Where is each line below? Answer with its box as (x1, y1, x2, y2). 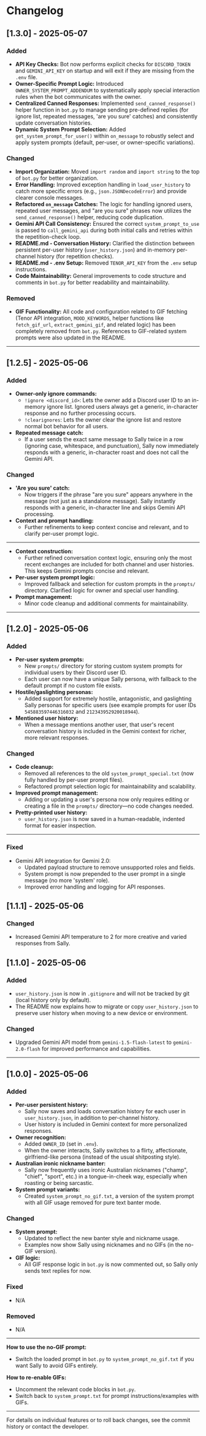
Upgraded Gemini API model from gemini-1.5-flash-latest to (15, 1038, 172, 1046)
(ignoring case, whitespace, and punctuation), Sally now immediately (24, 442, 199, 450)
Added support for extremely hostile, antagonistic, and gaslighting (24, 695, 192, 703)
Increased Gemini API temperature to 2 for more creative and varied (15, 933, 187, 941)
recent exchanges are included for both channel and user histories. (24, 561, 194, 568)
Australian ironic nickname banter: (15, 1160, 106, 1167)
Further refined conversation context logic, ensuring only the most (24, 554, 192, 562)
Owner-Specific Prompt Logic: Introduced (15, 80, 124, 87)
